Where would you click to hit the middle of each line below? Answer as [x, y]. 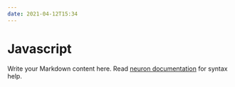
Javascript [40, 48]
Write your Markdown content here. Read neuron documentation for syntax [117, 69]
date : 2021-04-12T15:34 [43, 14]
